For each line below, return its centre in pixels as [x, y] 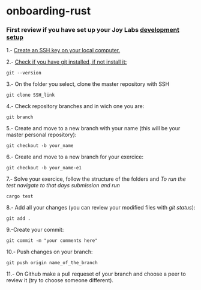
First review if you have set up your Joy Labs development [93, 30]
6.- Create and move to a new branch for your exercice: [75, 157]
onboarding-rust [49, 11]
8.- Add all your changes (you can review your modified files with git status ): [101, 208]
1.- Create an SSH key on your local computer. [63, 50]
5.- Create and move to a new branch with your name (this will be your [93, 128]
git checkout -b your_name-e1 [44, 168]
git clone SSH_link [31, 95]
